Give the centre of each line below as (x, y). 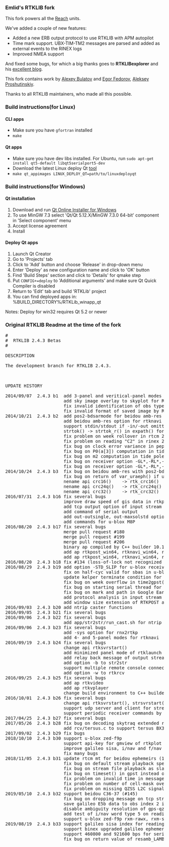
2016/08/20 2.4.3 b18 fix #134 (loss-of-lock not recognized (83, 562)
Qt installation (20, 198)
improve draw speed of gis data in (107, 502)
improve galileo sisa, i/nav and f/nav (113, 749)
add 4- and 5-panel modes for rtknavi (111, 638)
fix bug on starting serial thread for (113, 587)
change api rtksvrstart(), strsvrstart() (115, 703)
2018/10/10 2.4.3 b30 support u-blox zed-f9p (64, 738)
